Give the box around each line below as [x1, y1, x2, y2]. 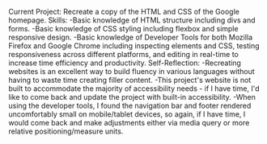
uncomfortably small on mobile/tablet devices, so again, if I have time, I [8, 109, 246, 119]
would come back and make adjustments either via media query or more [8, 118, 250, 127]
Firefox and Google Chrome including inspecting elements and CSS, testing [8, 41, 260, 51]
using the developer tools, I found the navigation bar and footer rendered [8, 101, 252, 110]
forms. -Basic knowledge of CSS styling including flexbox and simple [8, 24, 239, 33]
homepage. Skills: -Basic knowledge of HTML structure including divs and [8, 15, 256, 25]
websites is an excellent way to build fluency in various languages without [8, 67, 255, 76]
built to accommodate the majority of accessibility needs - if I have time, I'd [8, 84, 261, 93]
